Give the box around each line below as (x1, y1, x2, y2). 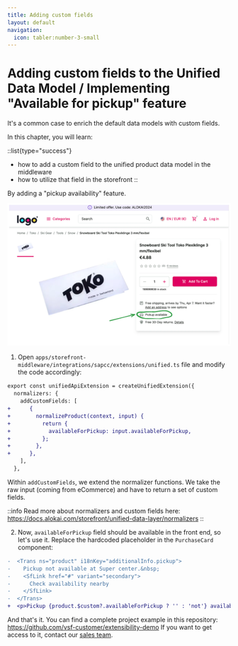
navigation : (7, 26, 42, 33)
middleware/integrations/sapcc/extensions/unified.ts (17, 362, 180, 369)
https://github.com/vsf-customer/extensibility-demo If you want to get (7, 623, 212, 632)
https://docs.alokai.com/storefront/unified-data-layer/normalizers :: (7, 514, 204, 522)
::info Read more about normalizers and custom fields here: (7, 506, 181, 515)
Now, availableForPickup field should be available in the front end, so (17, 527, 221, 536)
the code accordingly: (17, 368, 82, 376)
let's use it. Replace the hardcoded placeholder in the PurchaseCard (17, 535, 214, 544)
